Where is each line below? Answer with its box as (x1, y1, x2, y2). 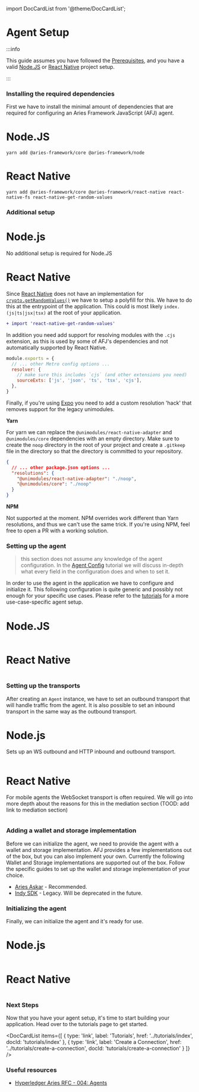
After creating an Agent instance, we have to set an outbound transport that (6, 695, 190, 702)
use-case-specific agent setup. (6, 598, 83, 605)
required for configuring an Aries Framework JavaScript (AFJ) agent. (6, 109, 174, 116)
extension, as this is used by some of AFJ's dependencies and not (6, 337, 168, 345)
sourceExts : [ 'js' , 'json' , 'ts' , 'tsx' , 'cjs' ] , (17, 377, 143, 384)
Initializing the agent (6, 904, 67, 913)
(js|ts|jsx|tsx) (6, 310, 46, 316)
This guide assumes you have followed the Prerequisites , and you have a (6, 56, 185, 64)
